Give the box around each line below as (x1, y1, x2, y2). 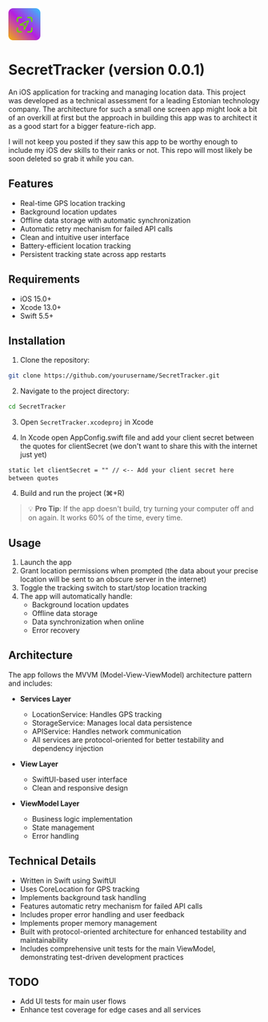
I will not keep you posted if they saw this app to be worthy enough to (8, 136, 238, 147)
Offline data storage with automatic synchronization (19, 215, 191, 225)
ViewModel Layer (19, 799, 80, 808)
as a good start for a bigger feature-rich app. (8, 121, 156, 131)
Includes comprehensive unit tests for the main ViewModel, (19, 944, 216, 953)
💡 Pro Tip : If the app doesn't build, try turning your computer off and (27, 504, 254, 513)
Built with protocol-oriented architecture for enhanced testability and (19, 927, 246, 936)
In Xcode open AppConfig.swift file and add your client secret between (19, 433, 254, 443)
